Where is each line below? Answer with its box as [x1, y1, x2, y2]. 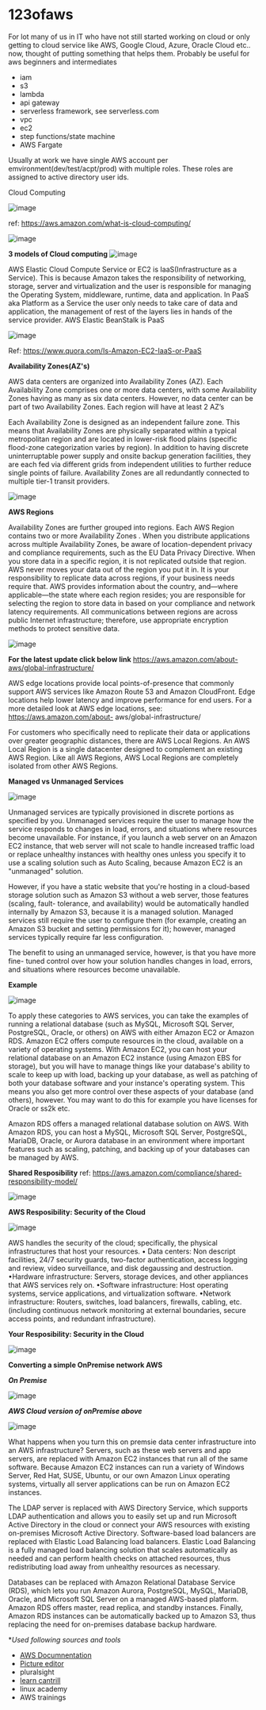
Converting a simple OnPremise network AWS [8, 1360, 163, 1369]
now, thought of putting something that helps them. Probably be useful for [8, 48, 250, 58]
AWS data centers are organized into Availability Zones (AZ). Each [8, 376, 223, 386]
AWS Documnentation [19, 1650, 93, 1660]
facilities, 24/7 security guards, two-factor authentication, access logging [8, 1254, 248, 1264]
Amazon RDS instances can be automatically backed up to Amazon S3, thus [8, 1611, 256, 1620]
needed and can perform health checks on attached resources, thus [8, 1554, 231, 1563]
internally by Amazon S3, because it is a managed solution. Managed [8, 907, 234, 916]
